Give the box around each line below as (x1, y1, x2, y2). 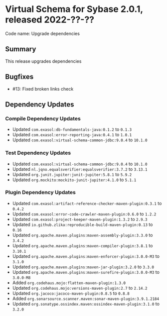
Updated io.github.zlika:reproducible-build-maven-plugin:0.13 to (12, 221, 153, 227)
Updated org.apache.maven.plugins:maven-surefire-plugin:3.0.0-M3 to (12, 269, 160, 275)
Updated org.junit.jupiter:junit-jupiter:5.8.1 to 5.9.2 (12, 171, 132, 177)
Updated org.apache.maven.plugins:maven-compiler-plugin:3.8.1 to (12, 242, 153, 248)
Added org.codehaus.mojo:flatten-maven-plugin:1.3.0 (12, 280, 126, 286)
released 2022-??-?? (5, 14, 95, 25)
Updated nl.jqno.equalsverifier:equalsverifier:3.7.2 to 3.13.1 (12, 166, 148, 172)
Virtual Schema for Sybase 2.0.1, (5, 3, 143, 15)
